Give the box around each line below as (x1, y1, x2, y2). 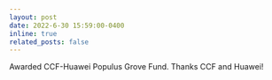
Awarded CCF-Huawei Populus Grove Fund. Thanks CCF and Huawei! (9, 62, 264, 72)
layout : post (9, 12, 58, 22)
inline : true (9, 29, 58, 38)
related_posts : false (9, 37, 89, 47)
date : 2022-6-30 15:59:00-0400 (9, 21, 125, 30)
